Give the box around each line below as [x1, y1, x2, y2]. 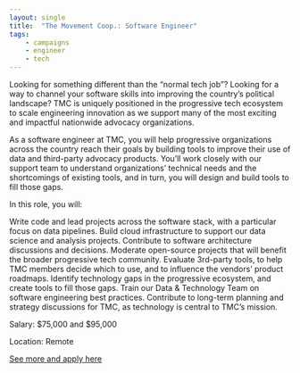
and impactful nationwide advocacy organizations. [9, 117, 195, 128]
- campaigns [25, 37, 70, 47]
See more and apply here [9, 353, 103, 364]
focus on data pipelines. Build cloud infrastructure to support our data [9, 226, 266, 236]
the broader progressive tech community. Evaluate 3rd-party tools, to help [9, 254, 283, 264]
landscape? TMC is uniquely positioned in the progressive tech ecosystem [9, 98, 284, 108]
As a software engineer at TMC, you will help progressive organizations [9, 135, 272, 145]
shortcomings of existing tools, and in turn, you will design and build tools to [9, 172, 290, 183]
